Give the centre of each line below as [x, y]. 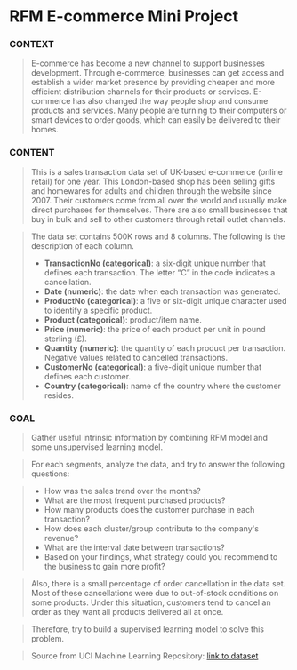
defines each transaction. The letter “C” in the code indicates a [160, 272]
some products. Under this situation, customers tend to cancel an [151, 602]
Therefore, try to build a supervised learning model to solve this [148, 629]
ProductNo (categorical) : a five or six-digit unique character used [165, 300]
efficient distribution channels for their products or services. [141, 92]
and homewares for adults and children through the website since [152, 191]
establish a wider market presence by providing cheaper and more [153, 83]
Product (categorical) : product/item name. [123, 319]
